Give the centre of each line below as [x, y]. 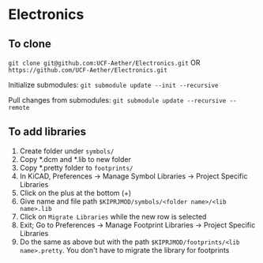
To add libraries [47, 132]
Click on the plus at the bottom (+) [75, 193]
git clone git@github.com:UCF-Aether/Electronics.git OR [104, 62]
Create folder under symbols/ [67, 151]
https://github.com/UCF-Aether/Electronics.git [88, 70]
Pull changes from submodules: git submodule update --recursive [117, 100]
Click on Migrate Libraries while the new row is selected [113, 216]
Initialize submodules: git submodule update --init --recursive [113, 85]
